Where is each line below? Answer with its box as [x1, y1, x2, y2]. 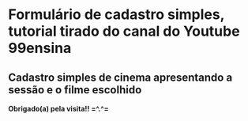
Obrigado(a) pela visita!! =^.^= [8, 104, 109, 113]
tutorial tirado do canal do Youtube [8, 22, 240, 40]
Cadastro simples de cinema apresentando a [8, 70, 233, 84]
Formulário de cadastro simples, [8, 6, 225, 24]
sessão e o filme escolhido [8, 83, 142, 96]
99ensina [8, 40, 72, 57]
